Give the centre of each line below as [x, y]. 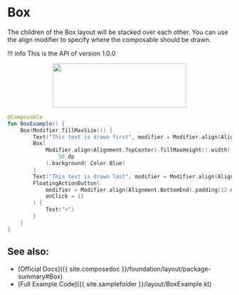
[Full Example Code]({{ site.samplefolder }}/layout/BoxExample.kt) [115, 284]
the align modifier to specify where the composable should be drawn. [109, 39]
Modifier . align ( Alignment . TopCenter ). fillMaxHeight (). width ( [138, 150]
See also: [28, 252]
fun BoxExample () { [36, 124]
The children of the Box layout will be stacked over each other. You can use [118, 32]
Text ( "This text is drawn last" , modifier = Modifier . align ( [126, 176]
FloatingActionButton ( [67, 183]
